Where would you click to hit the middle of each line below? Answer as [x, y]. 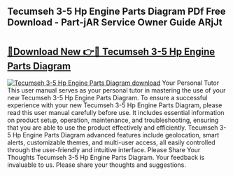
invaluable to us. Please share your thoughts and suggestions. [97, 165]
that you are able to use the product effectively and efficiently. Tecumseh [113, 128]
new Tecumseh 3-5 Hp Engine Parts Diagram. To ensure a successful [107, 98]
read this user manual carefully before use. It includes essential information [116, 113]
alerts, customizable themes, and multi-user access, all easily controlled [111, 142]
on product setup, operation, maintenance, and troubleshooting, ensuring [113, 120]
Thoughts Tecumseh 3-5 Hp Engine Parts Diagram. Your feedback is [106, 157]
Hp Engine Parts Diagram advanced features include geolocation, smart [116, 135]
